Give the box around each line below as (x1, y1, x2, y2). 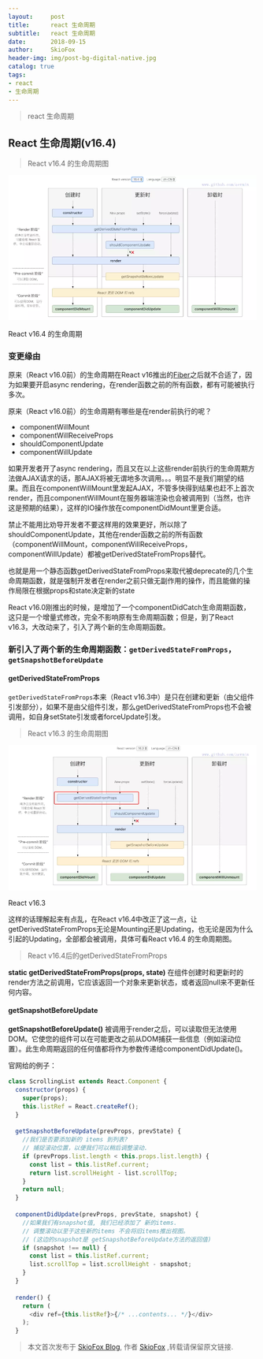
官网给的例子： (8, 1061, 57, 1070)
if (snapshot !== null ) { (22, 1244, 108, 1252)
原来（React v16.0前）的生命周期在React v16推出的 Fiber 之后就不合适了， (8, 370, 246, 379)
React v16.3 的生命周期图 (27, 729, 109, 739)
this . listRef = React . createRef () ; (22, 1102, 139, 1111)
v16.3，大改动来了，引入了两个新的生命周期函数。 (8, 622, 171, 631)
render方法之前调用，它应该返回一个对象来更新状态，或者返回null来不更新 (8, 977, 248, 987)
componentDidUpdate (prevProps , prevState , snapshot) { (15, 1211, 199, 1219)
